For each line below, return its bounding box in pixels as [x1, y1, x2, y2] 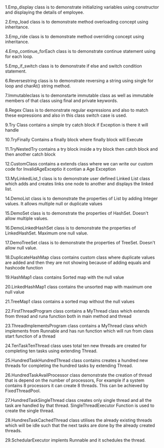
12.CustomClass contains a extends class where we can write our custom [5, 161, 153, 166]
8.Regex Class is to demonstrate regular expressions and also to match [5, 107, 148, 113]
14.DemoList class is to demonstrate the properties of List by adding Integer [5, 196, 158, 201]
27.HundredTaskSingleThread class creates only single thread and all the [5, 397, 152, 403]
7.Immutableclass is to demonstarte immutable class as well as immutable [5, 93, 154, 98]
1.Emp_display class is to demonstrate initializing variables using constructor [5, 4, 159, 10]
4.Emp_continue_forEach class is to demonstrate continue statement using [5, 49, 156, 54]
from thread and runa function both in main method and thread [5, 314, 132, 319]
